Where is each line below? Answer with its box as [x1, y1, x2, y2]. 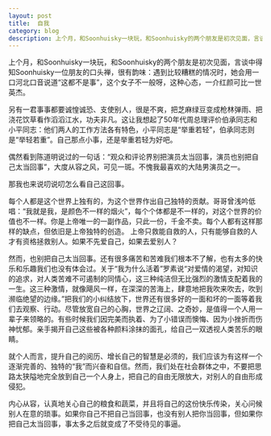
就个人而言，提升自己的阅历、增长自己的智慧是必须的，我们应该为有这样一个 [8, 351, 263, 361]
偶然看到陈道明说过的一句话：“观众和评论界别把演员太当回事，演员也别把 [8, 152, 252, 162]
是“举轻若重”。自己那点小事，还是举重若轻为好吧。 [8, 135, 177, 145]
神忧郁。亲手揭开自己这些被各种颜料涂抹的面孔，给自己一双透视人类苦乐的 [8, 324, 256, 334]
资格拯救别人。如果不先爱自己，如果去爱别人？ [22, 237, 178, 247]
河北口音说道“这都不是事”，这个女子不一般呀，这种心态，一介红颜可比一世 [15, 77, 262, 87]
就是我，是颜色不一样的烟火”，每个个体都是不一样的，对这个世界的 [32, 206, 256, 216]
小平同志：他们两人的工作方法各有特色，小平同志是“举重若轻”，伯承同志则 [8, 125, 256, 135]
